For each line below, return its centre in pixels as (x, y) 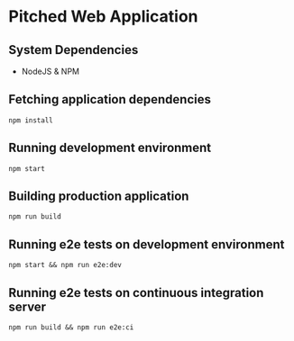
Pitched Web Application (104, 17)
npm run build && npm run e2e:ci (71, 328)
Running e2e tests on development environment (147, 244)
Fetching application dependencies (110, 99)
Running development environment (110, 148)
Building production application (99, 197)
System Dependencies (73, 50)
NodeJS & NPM (51, 71)
